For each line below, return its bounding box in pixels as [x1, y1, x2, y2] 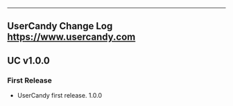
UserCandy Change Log [7, 20, 113, 32]
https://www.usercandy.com [7, 31, 136, 43]
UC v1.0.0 [7, 55, 51, 67]
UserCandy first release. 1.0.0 [17, 91, 103, 100]
